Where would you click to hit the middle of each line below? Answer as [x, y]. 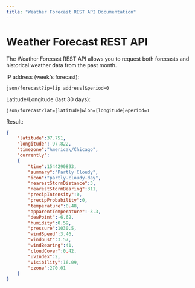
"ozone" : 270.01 [47, 268]
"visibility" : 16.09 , [54, 262]
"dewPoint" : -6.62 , [51, 217]
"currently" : [34, 155]
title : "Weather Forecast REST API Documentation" [71, 12]
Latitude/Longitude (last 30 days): [48, 99]
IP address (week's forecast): [43, 77]
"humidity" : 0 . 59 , [50, 223]
